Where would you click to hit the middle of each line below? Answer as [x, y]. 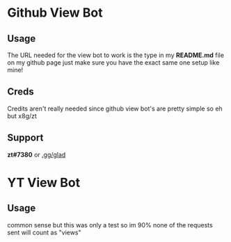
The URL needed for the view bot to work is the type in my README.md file [116, 55]
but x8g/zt [22, 115]
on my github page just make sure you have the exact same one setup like [113, 63]
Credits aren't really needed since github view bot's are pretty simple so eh [115, 108]
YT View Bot [44, 183]
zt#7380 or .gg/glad [37, 154]
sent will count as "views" [44, 232]
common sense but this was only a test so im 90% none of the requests [110, 225]
